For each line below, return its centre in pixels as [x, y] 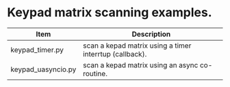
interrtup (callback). [115, 54]
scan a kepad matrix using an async [141, 65]
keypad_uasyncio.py [43, 69]
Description [151, 34]
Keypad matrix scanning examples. [110, 13]
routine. [95, 73]
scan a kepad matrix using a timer [137, 46]
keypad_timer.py [37, 50]
